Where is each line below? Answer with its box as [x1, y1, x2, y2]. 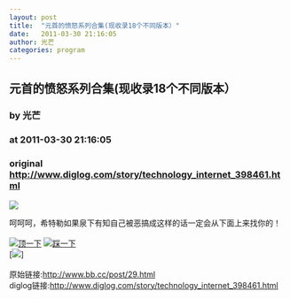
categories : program [9, 46, 86, 55]
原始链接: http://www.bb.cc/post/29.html [9, 269, 156, 280]
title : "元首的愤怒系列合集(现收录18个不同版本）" [9, 21, 180, 30]
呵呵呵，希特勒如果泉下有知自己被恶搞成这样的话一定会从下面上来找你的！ [9, 218, 281, 228]
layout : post [9, 12, 58, 22]
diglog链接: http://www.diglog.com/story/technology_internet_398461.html [9, 280, 278, 290]
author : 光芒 [9, 37, 55, 47]
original [9, 157, 43, 170]
